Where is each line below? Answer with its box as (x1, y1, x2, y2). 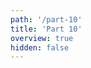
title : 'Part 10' (10, 24, 83, 34)
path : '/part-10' (10, 14, 83, 25)
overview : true (10, 33, 74, 43)
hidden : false (10, 42, 70, 53)
